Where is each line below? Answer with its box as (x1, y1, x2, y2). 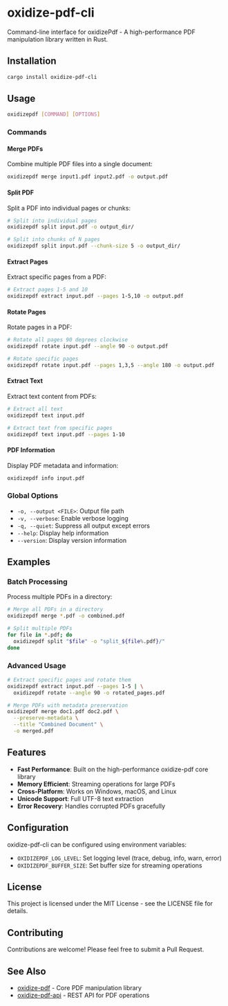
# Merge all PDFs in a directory (7, 606, 104, 613)
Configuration (7, 822, 69, 834)
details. (7, 907, 28, 915)
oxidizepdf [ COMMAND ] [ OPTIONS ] (7, 111, 100, 118)
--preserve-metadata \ (13, 715, 79, 721)
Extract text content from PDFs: (7, 392, 97, 400)
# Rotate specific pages (7, 355, 79, 362)
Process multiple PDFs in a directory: (7, 593, 113, 601)
